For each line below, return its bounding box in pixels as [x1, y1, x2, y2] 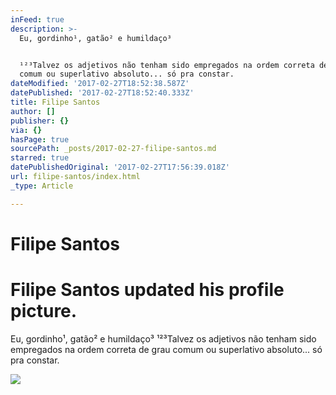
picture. [10, 300, 78, 322]
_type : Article [10, 181, 74, 191]
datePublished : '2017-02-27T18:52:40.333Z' [10, 88, 195, 98]
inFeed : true [10, 14, 65, 25]
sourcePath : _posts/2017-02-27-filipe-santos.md [10, 144, 217, 154]
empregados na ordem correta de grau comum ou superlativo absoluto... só [10, 343, 323, 355]
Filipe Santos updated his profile [10, 279, 285, 301]
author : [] [10, 106, 56, 116]
